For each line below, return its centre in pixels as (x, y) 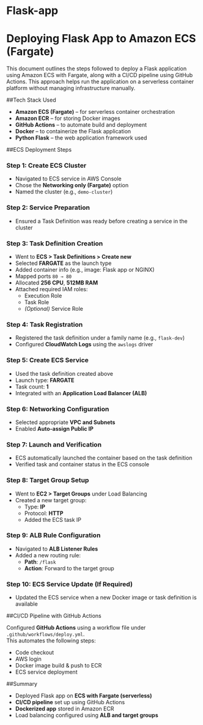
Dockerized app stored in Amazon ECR (65, 709)
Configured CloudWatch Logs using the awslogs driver (84, 344)
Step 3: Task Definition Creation (55, 244)
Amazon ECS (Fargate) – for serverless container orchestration (95, 112)
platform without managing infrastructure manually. (71, 88)
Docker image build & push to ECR (58, 666)
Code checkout (35, 653)
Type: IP (35, 507)
